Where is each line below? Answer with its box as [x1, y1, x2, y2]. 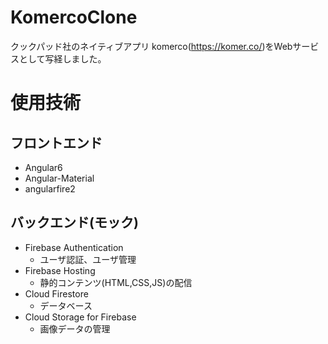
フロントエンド [10, 134, 103, 151]
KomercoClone [10, 6, 138, 29]
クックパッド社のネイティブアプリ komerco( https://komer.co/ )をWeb [10, 40, 293, 52]
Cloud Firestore [24, 287, 89, 300]
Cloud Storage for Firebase [24, 311, 137, 323]
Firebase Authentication [24, 241, 124, 253]
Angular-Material [24, 172, 95, 184]
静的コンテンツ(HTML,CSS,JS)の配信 [39, 276, 193, 288]
